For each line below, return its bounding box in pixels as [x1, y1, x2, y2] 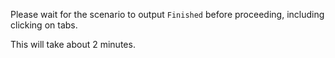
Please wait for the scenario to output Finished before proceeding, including [10, 9, 325, 20]
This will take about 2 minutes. [10, 39, 136, 50]
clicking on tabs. [10, 19, 78, 31]
